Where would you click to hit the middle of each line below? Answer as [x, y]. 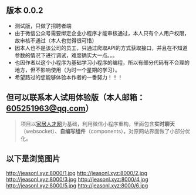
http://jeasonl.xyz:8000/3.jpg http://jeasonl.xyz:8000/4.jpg [77, 179]
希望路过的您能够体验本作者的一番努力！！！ [69, 77]
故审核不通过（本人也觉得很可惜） [56, 41]
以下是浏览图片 [33, 159]
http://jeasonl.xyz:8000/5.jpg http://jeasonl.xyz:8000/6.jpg [77, 186]
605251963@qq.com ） [50, 108]
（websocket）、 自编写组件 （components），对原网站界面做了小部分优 [105, 131]
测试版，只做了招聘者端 [43, 26]
